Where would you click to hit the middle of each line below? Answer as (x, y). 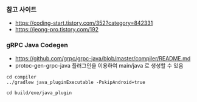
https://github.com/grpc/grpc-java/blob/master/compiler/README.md (103, 58)
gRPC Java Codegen (37, 45)
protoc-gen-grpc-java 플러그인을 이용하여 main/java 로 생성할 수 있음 (99, 65)
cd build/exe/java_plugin (39, 93)
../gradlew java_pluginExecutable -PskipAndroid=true (76, 82)
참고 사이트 (22, 9)
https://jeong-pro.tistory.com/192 (57, 30)
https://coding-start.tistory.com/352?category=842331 (84, 23)
